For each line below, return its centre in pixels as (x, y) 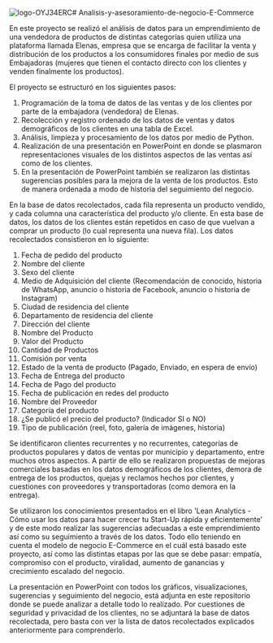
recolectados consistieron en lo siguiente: (79, 239)
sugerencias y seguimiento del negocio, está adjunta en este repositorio (130, 596)
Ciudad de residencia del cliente (75, 307)
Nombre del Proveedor (59, 401)
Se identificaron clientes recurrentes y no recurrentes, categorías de (124, 443)
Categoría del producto (60, 410)
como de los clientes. (56, 163)
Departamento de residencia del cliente (87, 315)
